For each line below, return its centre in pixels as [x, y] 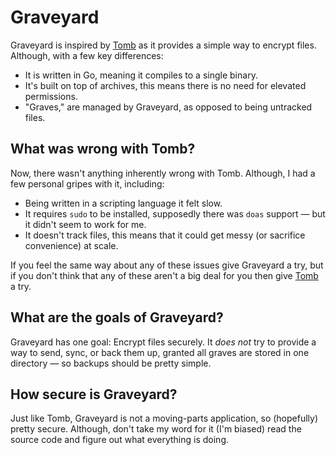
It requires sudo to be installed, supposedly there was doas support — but [175, 213]
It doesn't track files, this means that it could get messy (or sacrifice [165, 235]
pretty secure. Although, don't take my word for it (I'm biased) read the [156, 429]
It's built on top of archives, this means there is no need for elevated [165, 85]
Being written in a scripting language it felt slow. [123, 203]
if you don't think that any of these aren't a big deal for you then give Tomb [164, 275]
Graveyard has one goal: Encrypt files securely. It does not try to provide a [163, 342]
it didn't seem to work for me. [85, 224]
